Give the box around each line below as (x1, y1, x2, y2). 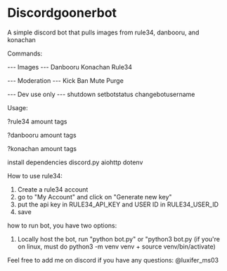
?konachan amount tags (7, 144, 77, 152)
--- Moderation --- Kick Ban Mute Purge (7, 76, 124, 85)
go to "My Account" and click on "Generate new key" (17, 192, 172, 201)
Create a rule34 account (17, 185, 89, 194)
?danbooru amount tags (7, 131, 77, 139)
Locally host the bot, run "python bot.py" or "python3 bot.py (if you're (17, 234, 220, 243)
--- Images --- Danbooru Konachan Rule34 (7, 62, 132, 71)
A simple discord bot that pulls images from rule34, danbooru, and (7, 28, 200, 37)
